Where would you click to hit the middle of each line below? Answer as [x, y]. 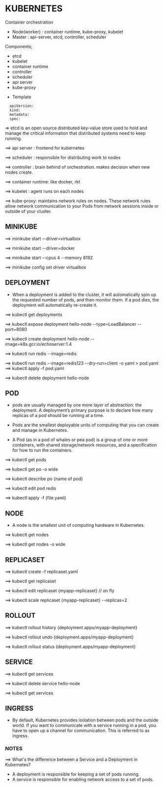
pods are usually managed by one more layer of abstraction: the [77, 405]
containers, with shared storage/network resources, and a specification [84, 445]
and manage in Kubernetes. [40, 430]
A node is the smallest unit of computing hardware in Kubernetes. [78, 525]
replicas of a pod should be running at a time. [58, 416]
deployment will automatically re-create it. [55, 305]
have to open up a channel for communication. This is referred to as [81, 730]
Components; [19, 46]
